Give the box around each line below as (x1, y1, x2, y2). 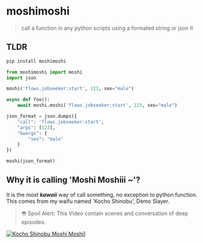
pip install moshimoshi (6, 58, 67, 64)
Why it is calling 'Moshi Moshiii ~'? (6, 175, 141, 185)
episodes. (21, 218, 46, 225)
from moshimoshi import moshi (6, 69, 83, 75)
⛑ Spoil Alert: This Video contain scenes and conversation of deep (21, 210, 188, 217)
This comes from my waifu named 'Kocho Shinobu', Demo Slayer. (6, 197, 170, 205)
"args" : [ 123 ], (17, 125, 56, 131)
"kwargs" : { (17, 130, 47, 136)
